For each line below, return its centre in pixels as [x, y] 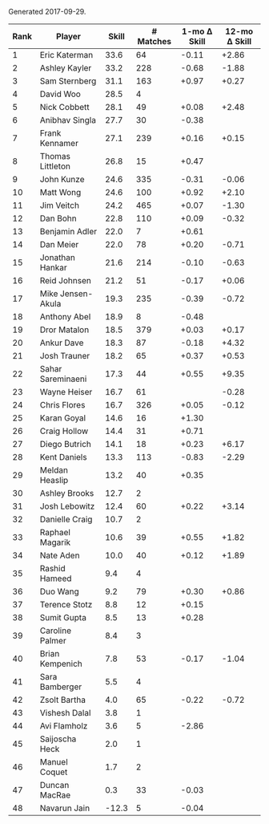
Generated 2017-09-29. [47, 12]
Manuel [54, 762]
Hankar [54, 268]
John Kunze [62, 179]
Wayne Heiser [66, 392]
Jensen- [76, 294]
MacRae [55, 795]
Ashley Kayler [66, 68]
